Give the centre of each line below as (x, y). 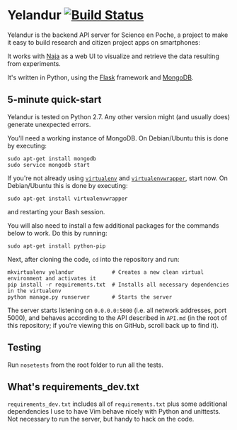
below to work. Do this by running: (57, 233)
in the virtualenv (34, 291)
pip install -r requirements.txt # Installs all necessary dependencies (118, 285)
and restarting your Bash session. (56, 211)
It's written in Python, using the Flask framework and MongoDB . (100, 77)
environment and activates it (52, 278)
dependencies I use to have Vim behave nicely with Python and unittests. (114, 412)
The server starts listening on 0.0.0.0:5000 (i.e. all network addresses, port (117, 310)
